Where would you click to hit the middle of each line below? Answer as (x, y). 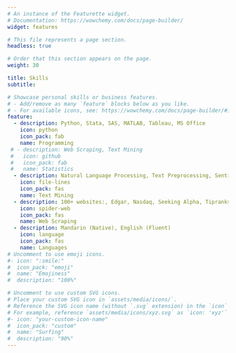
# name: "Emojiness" (39, 274)
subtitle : (22, 84)
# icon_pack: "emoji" (40, 267)
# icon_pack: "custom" (42, 326)
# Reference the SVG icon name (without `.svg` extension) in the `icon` (118, 306)
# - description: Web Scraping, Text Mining (76, 149)
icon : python (39, 130)
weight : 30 (23, 65)
